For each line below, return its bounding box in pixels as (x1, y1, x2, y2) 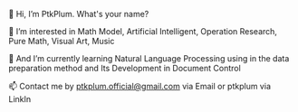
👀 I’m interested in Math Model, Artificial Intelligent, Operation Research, (8, 26, 278, 36)
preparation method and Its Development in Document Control (8, 63, 241, 73)
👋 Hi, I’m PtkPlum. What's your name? (8, 9, 149, 19)
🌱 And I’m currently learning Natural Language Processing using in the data (8, 53, 290, 63)
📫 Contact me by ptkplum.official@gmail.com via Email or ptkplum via (8, 81, 271, 91)
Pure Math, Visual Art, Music (8, 36, 115, 46)
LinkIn (8, 94, 32, 104)
